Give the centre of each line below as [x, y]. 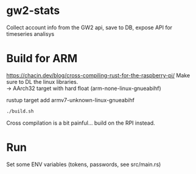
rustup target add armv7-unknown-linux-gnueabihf [71, 100]
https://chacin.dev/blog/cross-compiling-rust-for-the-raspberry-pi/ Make [98, 75]
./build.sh [20, 111]
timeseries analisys [30, 33]
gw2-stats [33, 11]
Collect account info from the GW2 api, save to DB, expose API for [89, 27]
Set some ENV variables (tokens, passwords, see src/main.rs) [84, 164]
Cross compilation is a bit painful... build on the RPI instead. [81, 123]
